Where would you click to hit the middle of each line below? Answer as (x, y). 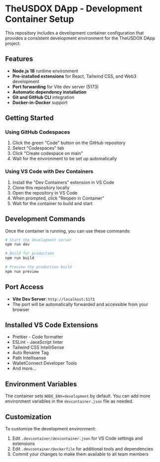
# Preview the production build (38, 267)
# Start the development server (38, 240)
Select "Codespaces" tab (38, 148)
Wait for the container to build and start (52, 203)
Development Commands (45, 219)
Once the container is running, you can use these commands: (68, 231)
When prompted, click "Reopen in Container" (58, 198)
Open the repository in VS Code (45, 193)
